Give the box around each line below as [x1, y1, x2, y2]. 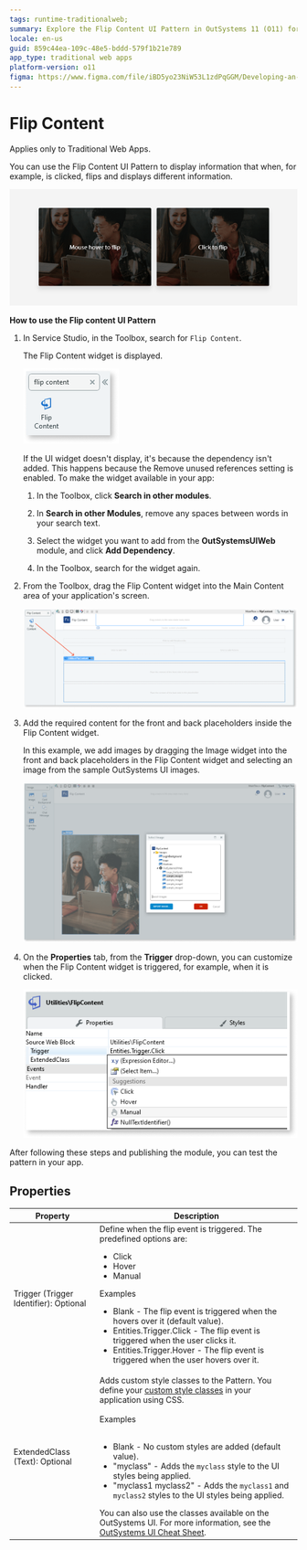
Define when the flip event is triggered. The [99, 1223, 262, 1234]
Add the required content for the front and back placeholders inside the [22, 717, 292, 728]
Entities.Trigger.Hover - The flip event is [112, 1344, 265, 1355]
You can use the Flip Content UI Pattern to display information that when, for [9, 161, 297, 172]
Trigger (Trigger [13, 1288, 74, 1299]
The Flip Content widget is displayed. [22, 350, 163, 361]
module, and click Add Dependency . [36, 545, 175, 556]
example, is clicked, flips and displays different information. [9, 170, 233, 182]
